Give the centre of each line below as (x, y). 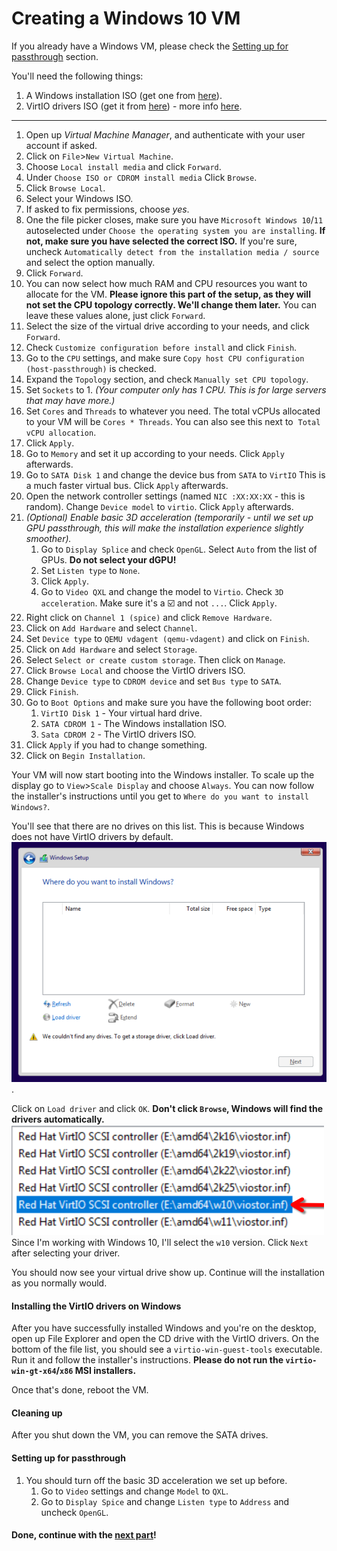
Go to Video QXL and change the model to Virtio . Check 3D (162, 591)
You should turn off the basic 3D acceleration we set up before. (156, 1480)
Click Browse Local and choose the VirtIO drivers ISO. (135, 670)
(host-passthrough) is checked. (91, 368)
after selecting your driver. (66, 1253)
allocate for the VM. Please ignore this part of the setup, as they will (168, 294)
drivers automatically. (58, 1119)
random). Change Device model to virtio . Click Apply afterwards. (159, 506)
